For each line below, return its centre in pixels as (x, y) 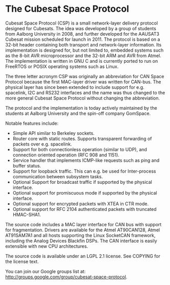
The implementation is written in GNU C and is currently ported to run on (82, 61)
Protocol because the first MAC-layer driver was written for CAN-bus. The (83, 82)
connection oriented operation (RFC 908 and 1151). (66, 155)
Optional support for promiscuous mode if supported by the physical (85, 193)
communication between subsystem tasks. (58, 176)
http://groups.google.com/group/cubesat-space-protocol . (66, 277)
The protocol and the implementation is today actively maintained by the (81, 108)
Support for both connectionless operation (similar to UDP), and (80, 149)
